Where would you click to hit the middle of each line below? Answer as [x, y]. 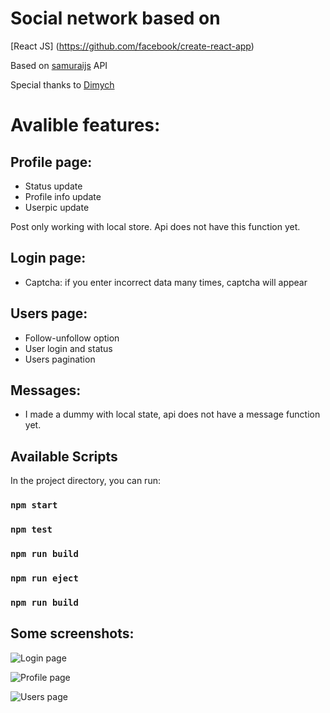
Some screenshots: [72, 633]
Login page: [48, 258]
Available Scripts [64, 456]
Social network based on [115, 18]
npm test [31, 530]
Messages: [46, 390]
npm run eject [44, 578]
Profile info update [63, 196]
